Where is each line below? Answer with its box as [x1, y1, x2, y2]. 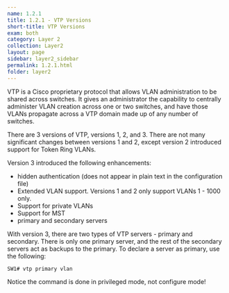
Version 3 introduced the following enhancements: [7, 158, 151, 167]
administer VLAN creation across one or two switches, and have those [7, 102, 208, 110]
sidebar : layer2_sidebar [7, 56, 79, 62]
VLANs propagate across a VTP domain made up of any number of [7, 109, 198, 118]
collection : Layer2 [7, 42, 64, 49]
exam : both [7, 29, 39, 37]
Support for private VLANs [17, 201, 94, 210]
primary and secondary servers [17, 216, 108, 224]
